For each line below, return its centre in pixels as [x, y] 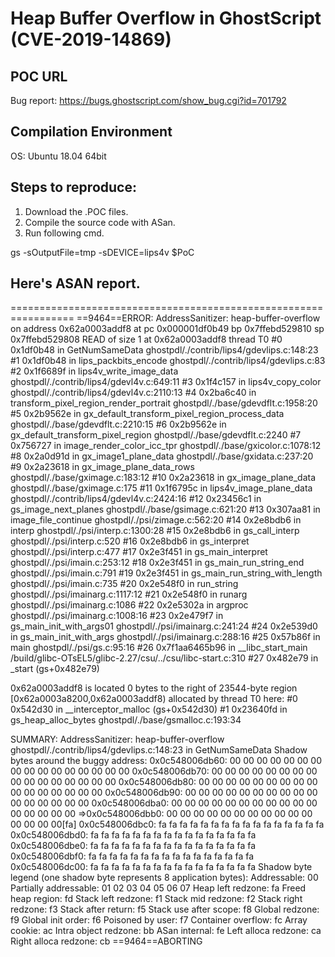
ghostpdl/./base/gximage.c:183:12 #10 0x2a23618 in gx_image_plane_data [163, 478]
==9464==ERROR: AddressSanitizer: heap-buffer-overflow [198, 318]
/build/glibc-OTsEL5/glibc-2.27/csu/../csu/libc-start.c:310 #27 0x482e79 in [164, 658]
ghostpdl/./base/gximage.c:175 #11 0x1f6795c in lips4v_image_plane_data [161, 488]
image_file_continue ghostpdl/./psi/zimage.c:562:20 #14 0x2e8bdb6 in [156, 520]
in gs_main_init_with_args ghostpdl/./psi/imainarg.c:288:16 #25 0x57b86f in [165, 637]
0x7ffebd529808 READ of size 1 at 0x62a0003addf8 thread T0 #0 [146, 339]
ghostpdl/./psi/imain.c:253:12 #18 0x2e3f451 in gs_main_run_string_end [157, 563]
